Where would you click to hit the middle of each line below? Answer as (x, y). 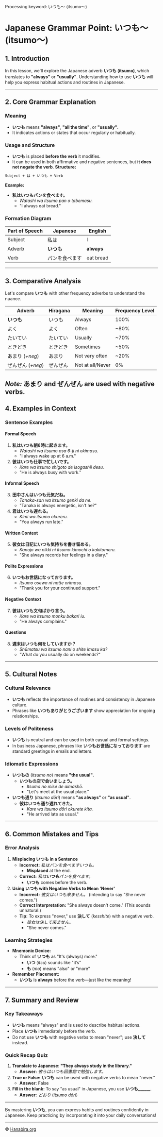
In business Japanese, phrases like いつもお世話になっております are (81, 746)
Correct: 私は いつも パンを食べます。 (56, 876)
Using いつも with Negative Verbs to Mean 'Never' (64, 888)
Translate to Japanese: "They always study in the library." (72, 1066)
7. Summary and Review (42, 1000)
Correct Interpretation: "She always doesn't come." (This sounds (85, 905)
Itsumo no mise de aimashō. (55, 787)
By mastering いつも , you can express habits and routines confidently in (77, 1110)
